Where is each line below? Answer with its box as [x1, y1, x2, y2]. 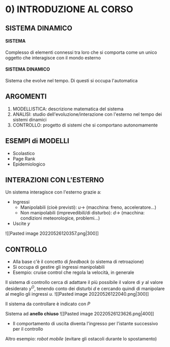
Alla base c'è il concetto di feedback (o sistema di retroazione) [12, 259, 144, 265]
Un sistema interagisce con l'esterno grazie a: [5, 189, 102, 195]
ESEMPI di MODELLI [5, 137, 70, 145]
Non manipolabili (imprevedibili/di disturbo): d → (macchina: [20, 210, 145, 216]
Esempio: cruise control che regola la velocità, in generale [12, 269, 134, 275]
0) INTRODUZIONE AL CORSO [5, 4, 133, 15]
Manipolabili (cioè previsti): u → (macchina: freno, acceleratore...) [20, 204, 157, 210]
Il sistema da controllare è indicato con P [5, 301, 91, 307]
